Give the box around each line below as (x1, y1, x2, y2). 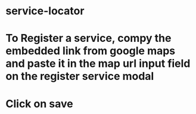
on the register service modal (5, 70, 154, 83)
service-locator (5, 4, 85, 18)
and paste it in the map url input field (5, 57, 191, 70)
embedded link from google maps (5, 44, 176, 58)
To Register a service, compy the (5, 32, 172, 45)
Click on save (5, 97, 73, 110)
